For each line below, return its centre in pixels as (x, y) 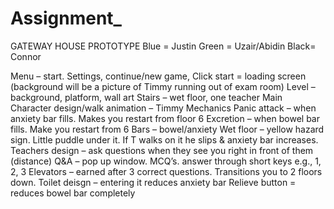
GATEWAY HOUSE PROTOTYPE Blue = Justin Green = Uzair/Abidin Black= (163, 46)
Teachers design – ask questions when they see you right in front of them (162, 150)
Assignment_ (66, 18)
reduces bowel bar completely (73, 193)
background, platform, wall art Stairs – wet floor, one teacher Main (146, 97)
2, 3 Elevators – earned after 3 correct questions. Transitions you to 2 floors (166, 171)
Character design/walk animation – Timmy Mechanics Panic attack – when (163, 108)
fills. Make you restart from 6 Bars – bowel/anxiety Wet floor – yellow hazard (167, 129)
